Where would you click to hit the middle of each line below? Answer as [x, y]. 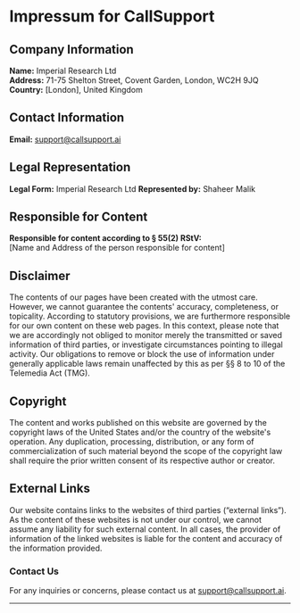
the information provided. [56, 548]
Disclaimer [40, 275]
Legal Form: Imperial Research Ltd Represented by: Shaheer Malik [133, 188]
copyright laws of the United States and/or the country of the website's [140, 432]
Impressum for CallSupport [112, 17]
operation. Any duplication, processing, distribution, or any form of [132, 442]
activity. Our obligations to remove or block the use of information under [142, 354]
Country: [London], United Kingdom [76, 90]
